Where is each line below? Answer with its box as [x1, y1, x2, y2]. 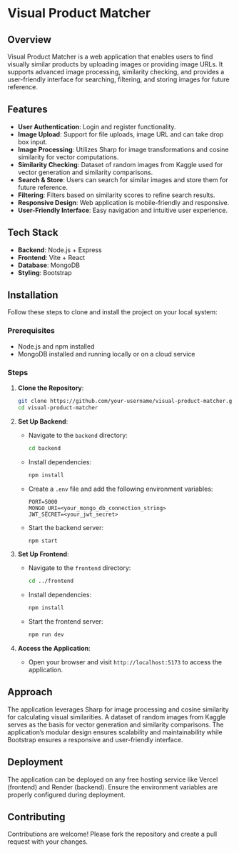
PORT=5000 [28, 498, 59, 505]
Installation [7, 289, 59, 301]
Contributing [7, 811, 66, 823]
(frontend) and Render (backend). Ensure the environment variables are [7, 782, 218, 791]
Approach [7, 686, 53, 698]
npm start [28, 537, 59, 544]
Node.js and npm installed [17, 341, 95, 351]
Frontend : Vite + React [17, 253, 86, 261]
